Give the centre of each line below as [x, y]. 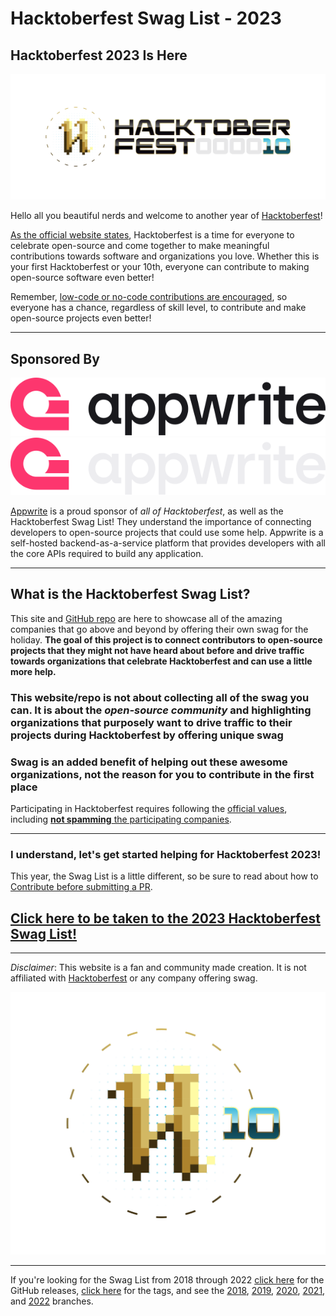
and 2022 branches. [52, 1301]
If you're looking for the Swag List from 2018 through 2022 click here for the [167, 1279]
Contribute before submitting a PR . [81, 887]
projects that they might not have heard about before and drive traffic [157, 650]
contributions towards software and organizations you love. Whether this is [165, 256]
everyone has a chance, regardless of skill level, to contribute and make [158, 308]
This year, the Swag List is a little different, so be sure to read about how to [164, 876]
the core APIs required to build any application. [107, 553]
